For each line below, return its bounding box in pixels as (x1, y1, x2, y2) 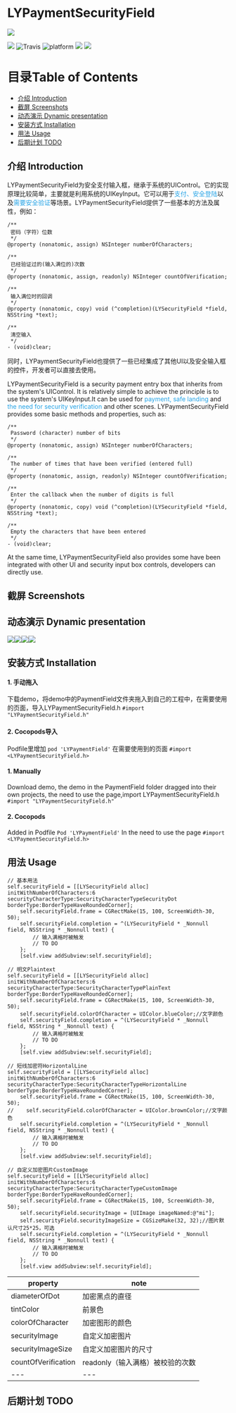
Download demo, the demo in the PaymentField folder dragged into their (7, 782, 217, 791)
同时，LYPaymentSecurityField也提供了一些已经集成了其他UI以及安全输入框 (7, 357, 226, 365)
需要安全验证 (13, 198, 51, 206)
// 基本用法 (7, 877, 39, 884)
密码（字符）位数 (10, 228, 53, 235)
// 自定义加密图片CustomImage (7, 1166, 88, 1173)
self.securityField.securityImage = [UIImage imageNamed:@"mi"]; (20, 1209, 216, 1216)
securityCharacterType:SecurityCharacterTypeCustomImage (7, 1185, 178, 1192)
